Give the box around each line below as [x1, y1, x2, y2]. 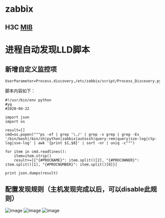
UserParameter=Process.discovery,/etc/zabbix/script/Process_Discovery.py [5, 79, 162, 83]
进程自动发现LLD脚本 [5, 44, 90, 55]
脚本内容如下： [5, 87, 35, 94]
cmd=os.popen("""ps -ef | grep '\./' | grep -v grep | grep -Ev [5, 132, 139, 137]
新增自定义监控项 [5, 65, 57, 74]
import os [5, 119, 26, 124]
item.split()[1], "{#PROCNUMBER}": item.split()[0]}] [5, 162, 118, 167]
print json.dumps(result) [5, 170, 58, 175]
